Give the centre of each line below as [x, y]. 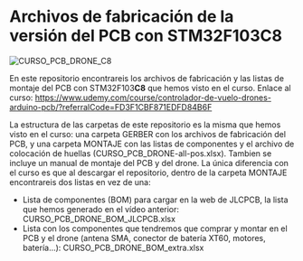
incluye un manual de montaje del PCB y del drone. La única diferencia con [149, 163]
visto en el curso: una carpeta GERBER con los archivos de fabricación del [148, 134]
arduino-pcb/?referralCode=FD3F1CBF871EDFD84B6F [111, 107]
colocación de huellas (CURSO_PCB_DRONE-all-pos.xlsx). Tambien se [141, 153]
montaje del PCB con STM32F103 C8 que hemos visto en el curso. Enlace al [150, 88]
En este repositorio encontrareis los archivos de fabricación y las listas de [147, 78]
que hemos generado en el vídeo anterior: [100, 209]
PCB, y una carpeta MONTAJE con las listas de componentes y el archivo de [152, 144]
